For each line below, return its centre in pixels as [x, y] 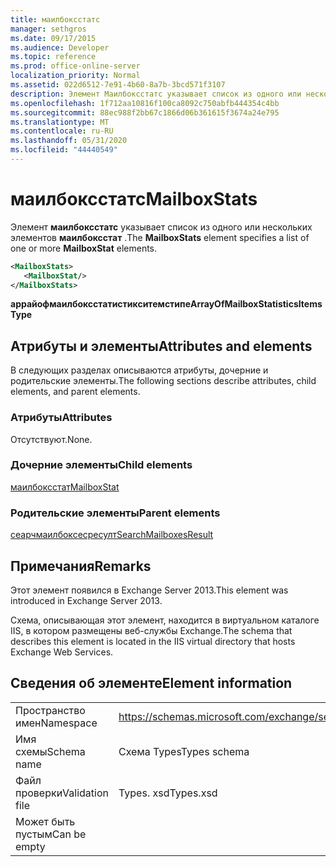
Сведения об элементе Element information [151, 683]
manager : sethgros [48, 29]
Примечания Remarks [81, 566]
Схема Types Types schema [184, 751]
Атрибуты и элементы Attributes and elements [161, 346]
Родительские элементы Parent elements [115, 513]
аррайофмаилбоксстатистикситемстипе [101, 304]
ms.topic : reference [53, 57]
